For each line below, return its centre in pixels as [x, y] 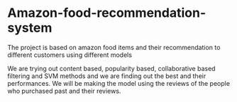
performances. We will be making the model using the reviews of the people [119, 83]
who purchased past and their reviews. [64, 91]
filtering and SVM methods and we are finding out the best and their [107, 76]
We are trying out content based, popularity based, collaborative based [111, 68]
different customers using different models [70, 55]
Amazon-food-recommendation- [107, 13]
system [30, 28]
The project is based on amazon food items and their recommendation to [114, 47]
